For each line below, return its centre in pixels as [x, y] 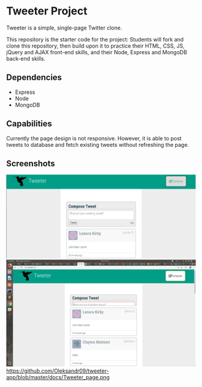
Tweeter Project [47, 11]
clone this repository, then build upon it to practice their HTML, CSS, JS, [96, 46]
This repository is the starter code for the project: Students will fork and [95, 39]
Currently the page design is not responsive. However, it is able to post [94, 138]
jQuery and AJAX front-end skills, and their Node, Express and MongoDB [97, 52]
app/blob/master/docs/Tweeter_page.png [58, 377]
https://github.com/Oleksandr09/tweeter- [58, 371]
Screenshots [31, 163]
